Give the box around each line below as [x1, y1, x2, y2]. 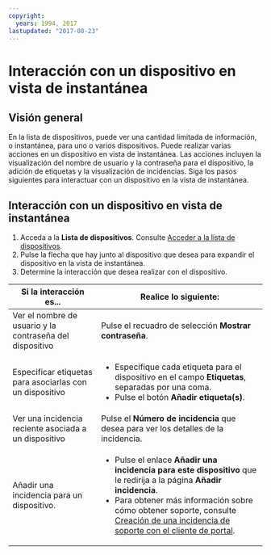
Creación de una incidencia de [115, 515, 231, 526]
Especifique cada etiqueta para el [115, 361, 242, 372]
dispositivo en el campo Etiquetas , [115, 372, 247, 383]
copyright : [8, 11, 45, 20]
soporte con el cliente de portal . [115, 525, 236, 536]
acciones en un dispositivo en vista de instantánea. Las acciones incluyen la [8, 149, 262, 159]
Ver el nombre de [12, 310, 78, 322]
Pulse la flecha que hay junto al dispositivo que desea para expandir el [19, 250, 255, 259]
